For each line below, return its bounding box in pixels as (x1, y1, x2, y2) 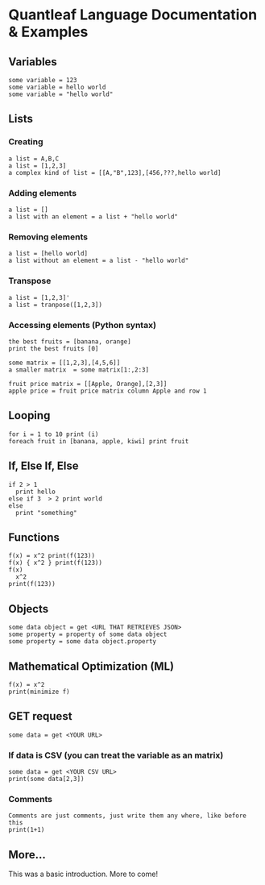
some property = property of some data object (8, 630, 168, 638)
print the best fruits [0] (8, 344, 99, 352)
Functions (8, 530, 60, 544)
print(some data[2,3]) (8, 775, 85, 783)
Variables (8, 55, 58, 69)
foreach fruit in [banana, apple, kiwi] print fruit (8, 437, 189, 445)
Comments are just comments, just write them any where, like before (8, 812, 247, 820)
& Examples (8, 23, 89, 41)
